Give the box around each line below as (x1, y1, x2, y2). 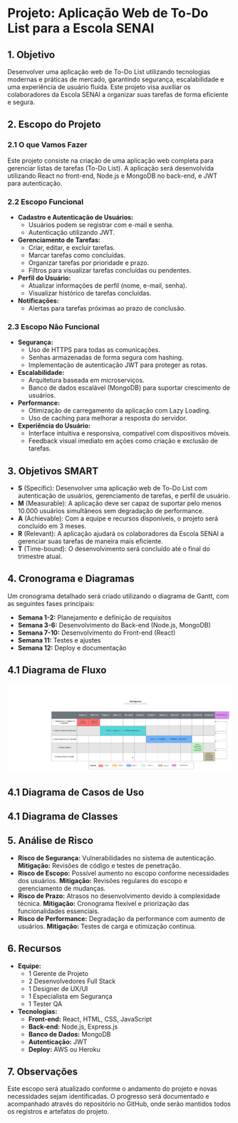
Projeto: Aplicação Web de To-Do (7, 5, 209, 21)
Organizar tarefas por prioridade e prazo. (28, 258, 150, 267)
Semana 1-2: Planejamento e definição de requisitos (17, 613, 172, 622)
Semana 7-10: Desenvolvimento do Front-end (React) (17, 628, 176, 637)
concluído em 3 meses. (17, 522, 87, 530)
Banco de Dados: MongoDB (28, 1029, 111, 1038)
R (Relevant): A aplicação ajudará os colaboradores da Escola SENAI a (17, 530, 224, 538)
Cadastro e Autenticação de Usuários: (17, 213, 134, 221)
